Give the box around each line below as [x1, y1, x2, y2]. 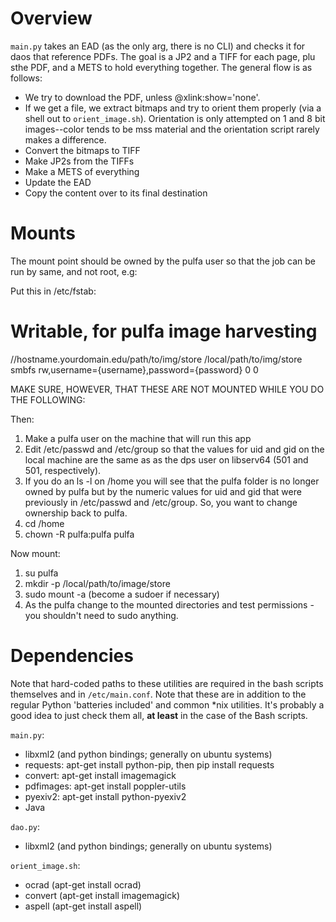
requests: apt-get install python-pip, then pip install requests [24, 758, 275, 771]
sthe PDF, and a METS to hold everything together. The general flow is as [10, 61, 313, 73]
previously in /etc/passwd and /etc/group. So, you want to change [24, 496, 298, 508]
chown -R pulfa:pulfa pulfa [24, 528, 135, 540]
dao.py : [10, 820, 40, 832]
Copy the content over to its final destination [24, 187, 208, 199]
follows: [10, 72, 43, 84]
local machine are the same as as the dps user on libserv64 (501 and [24, 453, 309, 466]
